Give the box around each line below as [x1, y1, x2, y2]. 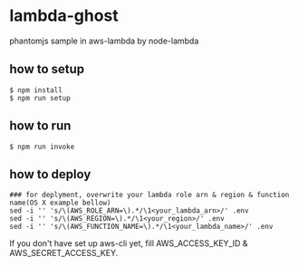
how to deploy [9, 166, 91, 182]
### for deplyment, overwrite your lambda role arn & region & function [9, 191, 290, 200]
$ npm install [9, 85, 63, 95]
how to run [9, 119, 72, 134]
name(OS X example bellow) [9, 198, 111, 208]
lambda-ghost [9, 5, 120, 26]
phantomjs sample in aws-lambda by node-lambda [9, 35, 199, 46]
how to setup [9, 62, 85, 77]
